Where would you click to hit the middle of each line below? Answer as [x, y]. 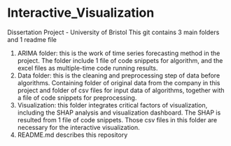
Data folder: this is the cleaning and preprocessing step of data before [119, 75]
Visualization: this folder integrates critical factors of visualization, [112, 105]
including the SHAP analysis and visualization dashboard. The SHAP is [119, 112]
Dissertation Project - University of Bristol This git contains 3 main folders [113, 32]
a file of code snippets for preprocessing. [77, 97]
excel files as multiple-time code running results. [87, 68]
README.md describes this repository [72, 135]
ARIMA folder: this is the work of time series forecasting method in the [119, 53]
